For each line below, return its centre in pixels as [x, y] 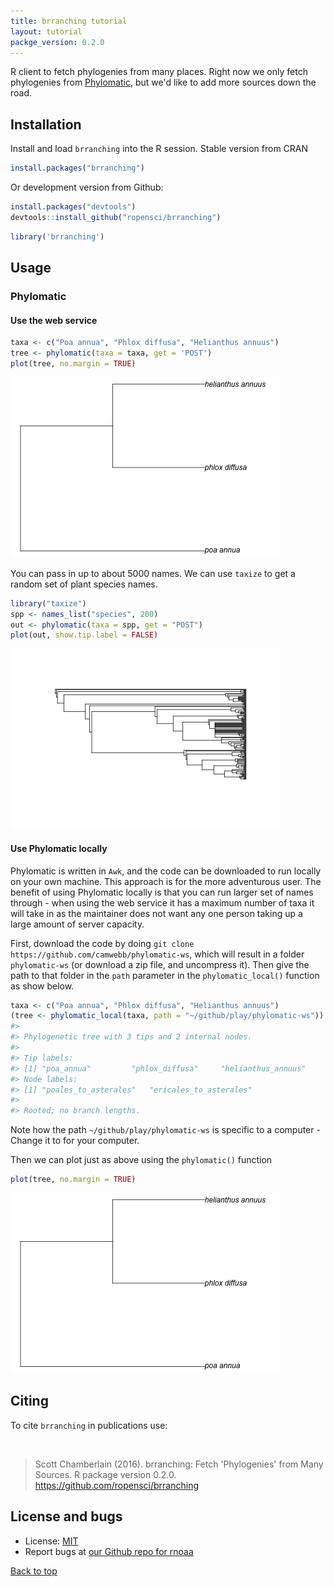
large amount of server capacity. [77, 924]
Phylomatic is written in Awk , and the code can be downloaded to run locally [166, 871]
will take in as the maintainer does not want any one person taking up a [156, 913]
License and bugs [66, 1516]
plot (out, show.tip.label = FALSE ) [84, 635]
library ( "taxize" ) [48, 603]
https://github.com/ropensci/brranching [116, 1485]
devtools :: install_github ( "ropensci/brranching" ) [116, 217]
